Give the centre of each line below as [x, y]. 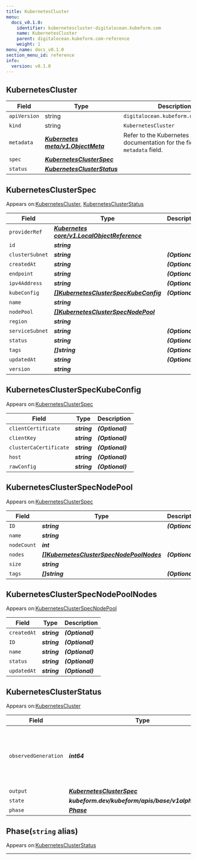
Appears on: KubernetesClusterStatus [51, 845]
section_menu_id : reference [40, 55]
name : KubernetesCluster [47, 33]
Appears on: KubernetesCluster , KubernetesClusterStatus [75, 204]
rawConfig [23, 466]
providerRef [26, 232]
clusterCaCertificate [39, 447]
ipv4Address [26, 283]
